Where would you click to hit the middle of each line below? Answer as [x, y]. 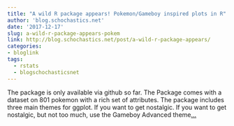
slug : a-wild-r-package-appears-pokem [64, 33]
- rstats [26, 66]
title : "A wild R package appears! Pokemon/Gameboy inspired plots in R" [117, 14]
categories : [24, 46]
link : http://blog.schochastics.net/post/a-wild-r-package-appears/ [109, 40]
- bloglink [23, 53]
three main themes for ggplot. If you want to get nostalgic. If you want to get [117, 107]
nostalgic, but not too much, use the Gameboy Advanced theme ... [102, 114]
